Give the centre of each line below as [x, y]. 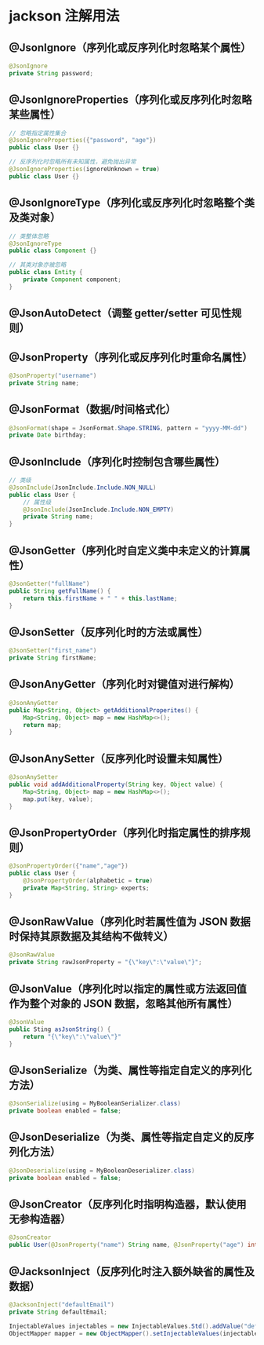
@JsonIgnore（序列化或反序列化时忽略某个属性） [130, 48]
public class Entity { [46, 272]
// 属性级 [37, 502]
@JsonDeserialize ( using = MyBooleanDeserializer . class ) [102, 1171]
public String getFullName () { [60, 591]
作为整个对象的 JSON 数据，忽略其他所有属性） [123, 1003]
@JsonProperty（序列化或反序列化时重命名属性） [131, 357]
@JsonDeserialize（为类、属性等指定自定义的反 [127, 1137]
